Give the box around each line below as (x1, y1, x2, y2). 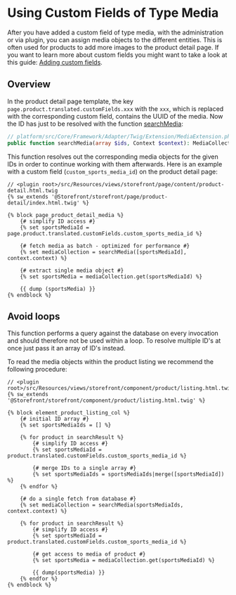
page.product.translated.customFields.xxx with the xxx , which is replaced (7, 104, 224, 113)
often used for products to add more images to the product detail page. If (7, 43, 219, 51)
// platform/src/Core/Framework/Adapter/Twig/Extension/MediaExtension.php (7, 133, 234, 140)
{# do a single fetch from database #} (20, 495, 137, 503)
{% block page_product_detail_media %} (7, 211, 124, 218)
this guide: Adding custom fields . (7, 58, 103, 66)
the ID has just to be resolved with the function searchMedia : (7, 119, 184, 128)
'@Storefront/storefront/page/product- (51, 193, 169, 200)
